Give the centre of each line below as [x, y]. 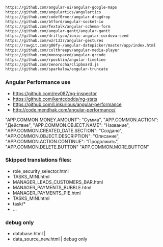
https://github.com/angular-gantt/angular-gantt [58, 31]
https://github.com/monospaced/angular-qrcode [56, 55]
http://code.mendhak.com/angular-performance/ [64, 109]
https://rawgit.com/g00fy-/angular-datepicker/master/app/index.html [81, 46]
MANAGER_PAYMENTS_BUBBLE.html [52, 187]
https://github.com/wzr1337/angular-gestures [54, 41]
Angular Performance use [38, 82]
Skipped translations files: [38, 160]
